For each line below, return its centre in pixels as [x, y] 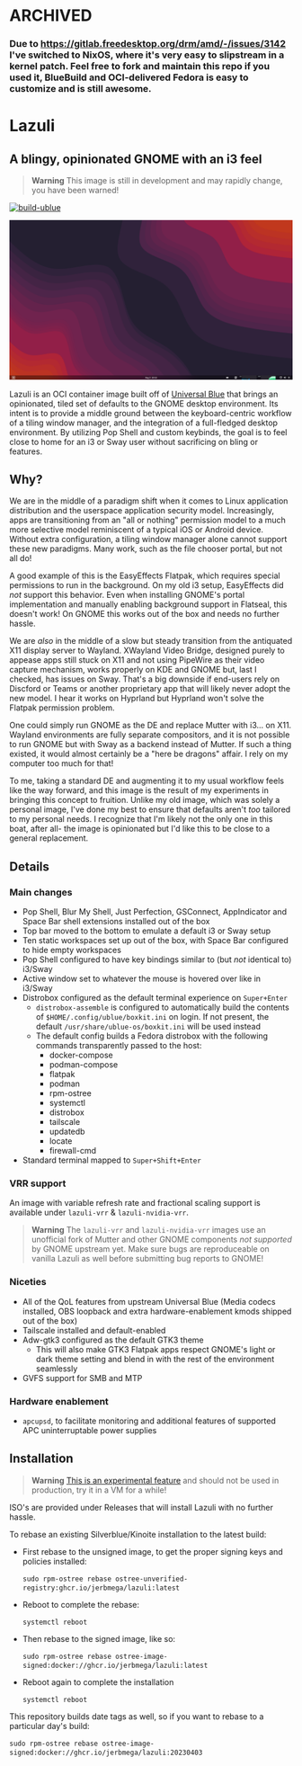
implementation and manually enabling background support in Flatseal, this [148, 604]
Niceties [28, 1282]
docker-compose [81, 1055]
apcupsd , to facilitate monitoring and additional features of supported [149, 1421]
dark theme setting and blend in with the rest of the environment [155, 1359]
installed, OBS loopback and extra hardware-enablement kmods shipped [157, 1311]
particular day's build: [49, 1726]
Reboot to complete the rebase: [81, 1604]
